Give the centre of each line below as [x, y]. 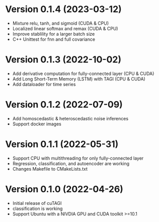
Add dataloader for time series [44, 84]
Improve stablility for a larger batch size [54, 34]
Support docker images [37, 124]
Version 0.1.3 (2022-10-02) [63, 60]
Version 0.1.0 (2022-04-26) [64, 189]
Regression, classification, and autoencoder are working [71, 163]
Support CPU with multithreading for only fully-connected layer [78, 158]
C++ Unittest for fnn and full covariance [54, 39]
